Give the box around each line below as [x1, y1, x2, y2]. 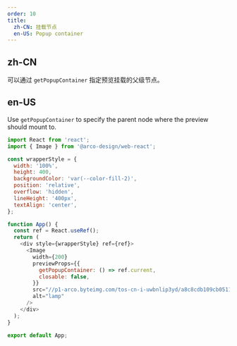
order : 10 [7, 10, 37, 18]
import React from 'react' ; [7, 136, 90, 143]
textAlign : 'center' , [13, 202, 78, 209]
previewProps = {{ [32, 260, 80, 267]
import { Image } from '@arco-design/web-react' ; [7, 142, 157, 150]
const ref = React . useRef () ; [13, 227, 99, 235]
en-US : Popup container [13, 30, 83, 37]
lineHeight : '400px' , [13, 194, 78, 202]
